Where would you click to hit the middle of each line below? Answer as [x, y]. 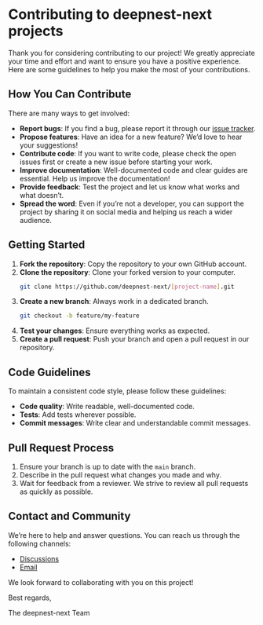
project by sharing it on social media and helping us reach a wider [126, 212]
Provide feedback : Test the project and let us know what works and [130, 187]
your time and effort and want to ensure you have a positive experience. [124, 61]
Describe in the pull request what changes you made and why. [121, 475]
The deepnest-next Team [49, 612]
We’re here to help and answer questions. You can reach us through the [124, 535]
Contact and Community [69, 516]
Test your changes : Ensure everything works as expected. [115, 331]
